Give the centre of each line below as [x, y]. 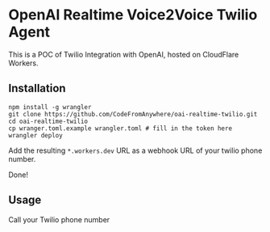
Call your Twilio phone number [59, 219]
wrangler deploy [35, 135]
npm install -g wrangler [50, 107]
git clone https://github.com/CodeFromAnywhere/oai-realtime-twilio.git [133, 114]
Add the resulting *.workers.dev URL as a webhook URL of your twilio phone [135, 150]
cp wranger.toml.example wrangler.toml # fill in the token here [120, 128]
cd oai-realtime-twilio [48, 121]
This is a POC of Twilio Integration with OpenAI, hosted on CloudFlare [124, 54]
